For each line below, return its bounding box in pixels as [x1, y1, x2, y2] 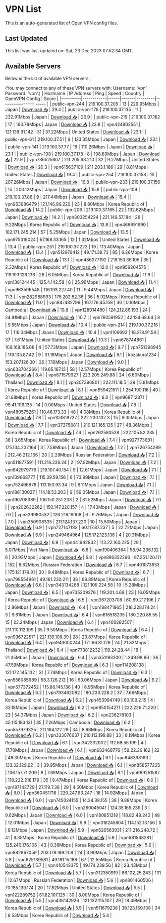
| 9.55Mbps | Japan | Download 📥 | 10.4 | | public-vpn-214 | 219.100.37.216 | [5, 322, 161, 328]
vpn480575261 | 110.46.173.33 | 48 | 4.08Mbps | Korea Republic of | [5, 409, 144, 415]
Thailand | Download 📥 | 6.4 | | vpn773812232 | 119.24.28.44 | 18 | [5, 647, 141, 653]
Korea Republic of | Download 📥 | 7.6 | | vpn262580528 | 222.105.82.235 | [5, 429, 158, 435]
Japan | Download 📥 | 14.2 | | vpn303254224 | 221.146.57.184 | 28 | [5, 214, 143, 220]
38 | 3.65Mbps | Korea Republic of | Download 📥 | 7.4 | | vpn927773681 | [5, 437, 155, 443]
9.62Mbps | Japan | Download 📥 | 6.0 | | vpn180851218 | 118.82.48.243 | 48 [5, 812, 160, 818]
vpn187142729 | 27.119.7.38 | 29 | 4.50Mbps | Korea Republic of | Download [5, 784, 159, 790]
